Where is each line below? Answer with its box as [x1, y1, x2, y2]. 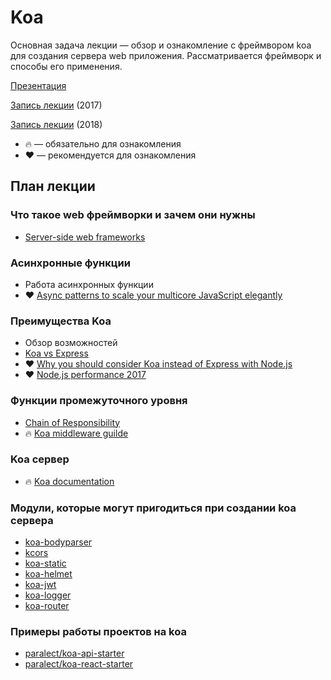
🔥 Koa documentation [24, 475, 115, 487]
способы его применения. [10, 60, 123, 72]
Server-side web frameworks [24, 231, 146, 243]
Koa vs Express [24, 347, 89, 360]
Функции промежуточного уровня [10, 394, 188, 408]
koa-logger [24, 589, 72, 601]
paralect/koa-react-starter [24, 658, 134, 670]
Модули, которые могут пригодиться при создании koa [10, 501, 297, 515]
